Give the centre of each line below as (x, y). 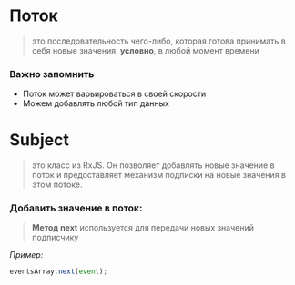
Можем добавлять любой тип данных (96, 103)
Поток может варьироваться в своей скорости (114, 94)
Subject (40, 140)
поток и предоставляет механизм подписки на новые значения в (159, 175)
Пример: (26, 255)
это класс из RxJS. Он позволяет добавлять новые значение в (153, 165)
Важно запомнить (52, 74)
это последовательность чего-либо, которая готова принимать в (159, 41)
